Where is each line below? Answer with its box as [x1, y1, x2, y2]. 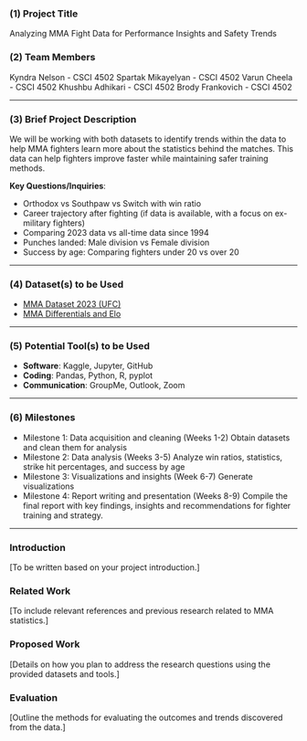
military [22, 217, 52, 228]
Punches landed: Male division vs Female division [22, 237, 210, 248]
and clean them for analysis [22, 441, 128, 452]
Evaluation [9, 691, 58, 704]
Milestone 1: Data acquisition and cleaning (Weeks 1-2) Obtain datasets [22, 432, 291, 443]
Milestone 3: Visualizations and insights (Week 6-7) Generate [22, 471, 253, 482]
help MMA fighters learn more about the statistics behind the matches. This [9, 143, 294, 153]
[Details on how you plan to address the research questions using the [9, 659, 271, 670]
